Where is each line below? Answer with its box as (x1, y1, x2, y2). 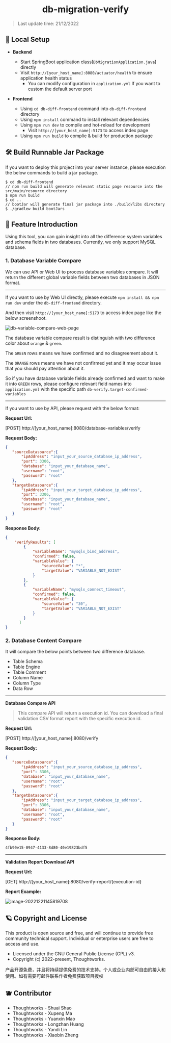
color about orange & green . (5, 340, 63, 346)
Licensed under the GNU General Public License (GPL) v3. (12, 951, 135, 957)
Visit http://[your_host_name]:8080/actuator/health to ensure (20, 69, 152, 75)
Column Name (12, 675, 43, 681)
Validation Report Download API (5, 859, 75, 865)
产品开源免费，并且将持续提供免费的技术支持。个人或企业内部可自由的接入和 (5, 966, 166, 973)
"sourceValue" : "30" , (41, 601, 88, 606)
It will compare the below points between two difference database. (5, 649, 146, 655)
